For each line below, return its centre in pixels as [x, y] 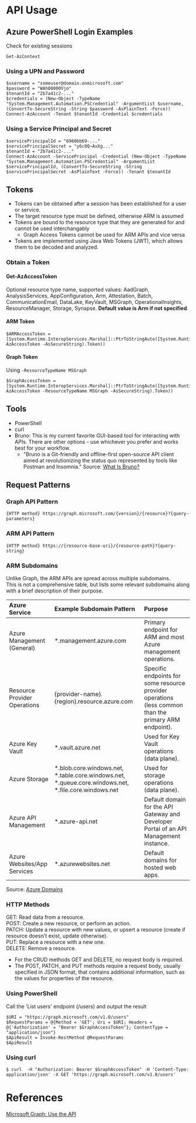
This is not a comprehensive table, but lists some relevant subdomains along [98, 585]
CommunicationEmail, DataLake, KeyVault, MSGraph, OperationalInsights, [94, 302]
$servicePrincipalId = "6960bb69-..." [53, 141]
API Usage [32, 10]
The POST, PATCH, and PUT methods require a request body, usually [97, 966]
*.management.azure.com [90, 641]
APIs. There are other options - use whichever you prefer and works [97, 441]
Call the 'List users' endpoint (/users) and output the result [76, 1006]
